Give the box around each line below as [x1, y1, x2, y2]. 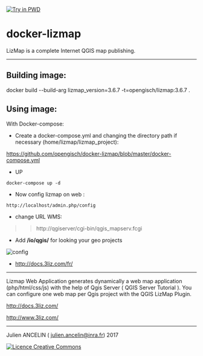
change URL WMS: [14, 213, 62, 220]
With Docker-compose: [6, 120, 65, 127]
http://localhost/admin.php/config [6, 202, 96, 209]
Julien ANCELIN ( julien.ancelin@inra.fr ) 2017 [6, 331, 119, 338]
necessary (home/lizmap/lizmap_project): [14, 138, 119, 146]
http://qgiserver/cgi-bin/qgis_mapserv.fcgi [36, 224, 143, 232]
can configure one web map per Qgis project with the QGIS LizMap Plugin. [6, 290, 192, 297]
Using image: [6, 104, 57, 115]
